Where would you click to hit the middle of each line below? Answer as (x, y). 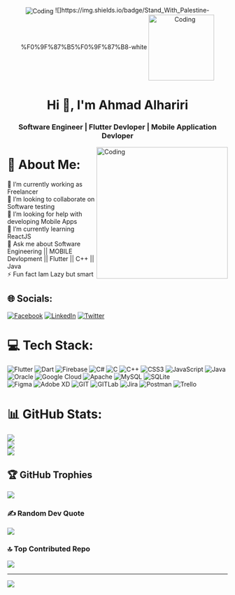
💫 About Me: (44, 165)
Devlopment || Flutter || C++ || (51, 258)
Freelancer (23, 192)
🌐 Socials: (30, 299)
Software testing (31, 206)
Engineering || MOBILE (40, 251)
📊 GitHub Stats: (55, 414)
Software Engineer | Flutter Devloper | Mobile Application (117, 127)
